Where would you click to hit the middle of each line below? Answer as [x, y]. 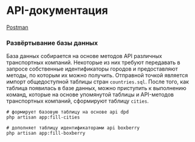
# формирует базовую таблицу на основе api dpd [68, 112]
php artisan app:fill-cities [43, 118]
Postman [17, 27]
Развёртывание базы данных [52, 43]
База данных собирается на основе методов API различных [84, 56]
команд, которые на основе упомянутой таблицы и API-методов [90, 95]
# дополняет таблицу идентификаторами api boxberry [73, 128]
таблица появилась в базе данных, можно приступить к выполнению [96, 88]
